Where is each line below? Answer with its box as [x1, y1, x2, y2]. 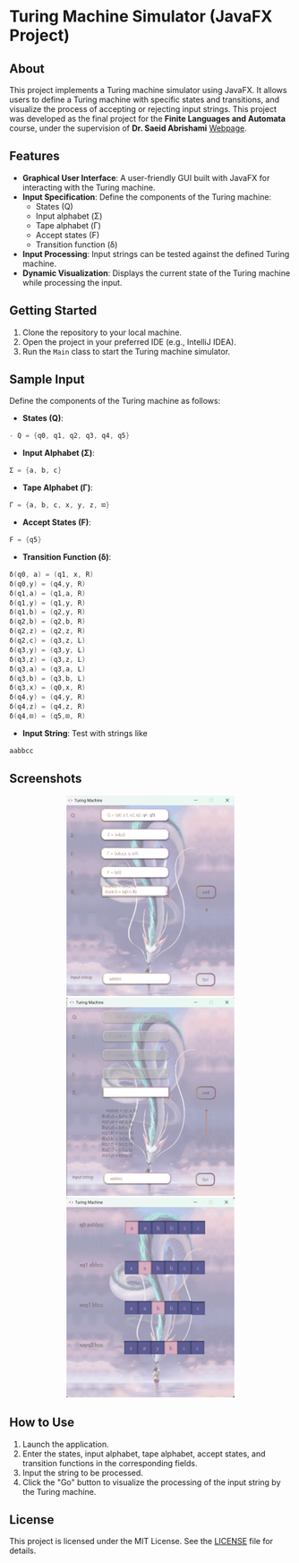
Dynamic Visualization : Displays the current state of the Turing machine [21, 267, 291, 279]
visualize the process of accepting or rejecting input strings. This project [9, 104, 278, 114]
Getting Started [9, 303, 98, 319]
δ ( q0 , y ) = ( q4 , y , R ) [9, 580, 87, 588]
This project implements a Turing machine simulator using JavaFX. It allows [9, 85, 287, 95]
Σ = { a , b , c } [9, 466, 63, 476]
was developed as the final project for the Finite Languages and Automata [9, 114, 286, 124]
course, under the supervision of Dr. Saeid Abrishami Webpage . [9, 123, 248, 133]
